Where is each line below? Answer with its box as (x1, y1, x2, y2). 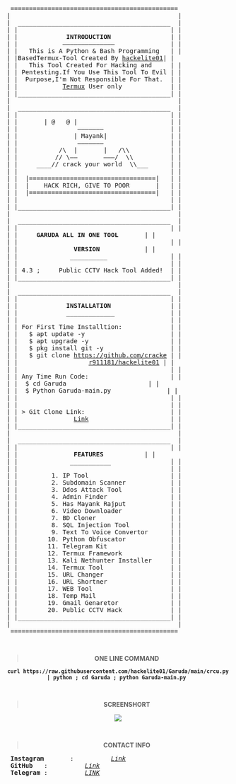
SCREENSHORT (103, 701, 151, 708)
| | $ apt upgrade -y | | (6, 338, 182, 345)
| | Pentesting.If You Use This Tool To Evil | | (6, 69, 182, 76)
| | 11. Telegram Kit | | (6, 543, 182, 550)
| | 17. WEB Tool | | (6, 585, 182, 592)
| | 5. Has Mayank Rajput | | (6, 500, 182, 507)
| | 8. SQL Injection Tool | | (6, 521, 182, 529)
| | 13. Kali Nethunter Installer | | (6, 557, 182, 564)
